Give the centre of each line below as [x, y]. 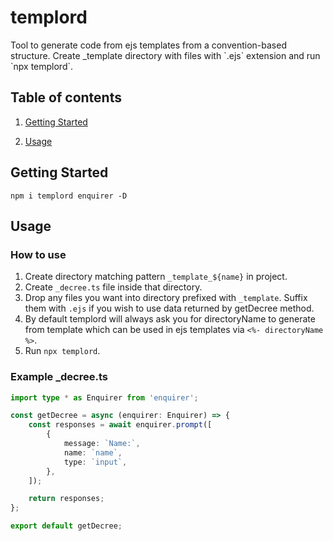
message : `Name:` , [102, 444]
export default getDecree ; [66, 526]
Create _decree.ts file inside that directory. [113, 287]
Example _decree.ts [59, 377]
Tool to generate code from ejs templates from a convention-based [148, 45]
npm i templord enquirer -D [69, 196]
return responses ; [66, 499]
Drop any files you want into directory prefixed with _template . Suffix [166, 298]
